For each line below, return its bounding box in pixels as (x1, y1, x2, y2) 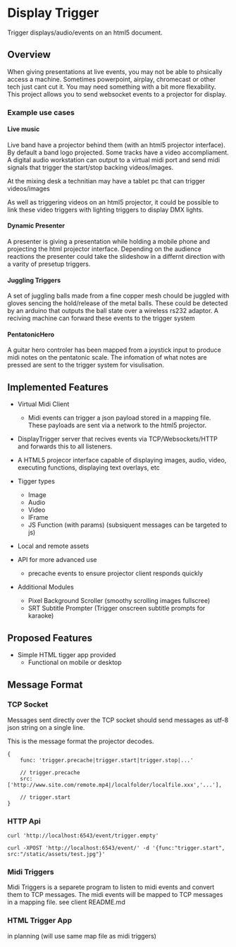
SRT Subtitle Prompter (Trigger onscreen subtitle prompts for (27, 604, 206, 613)
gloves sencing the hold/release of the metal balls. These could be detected (7, 299, 228, 307)
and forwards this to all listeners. (17, 442, 113, 451)
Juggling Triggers (7, 276, 61, 284)
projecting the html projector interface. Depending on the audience (7, 245, 202, 253)
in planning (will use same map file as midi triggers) (7, 931, 157, 940)
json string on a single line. (7, 723, 85, 731)
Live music (7, 125, 40, 133)
